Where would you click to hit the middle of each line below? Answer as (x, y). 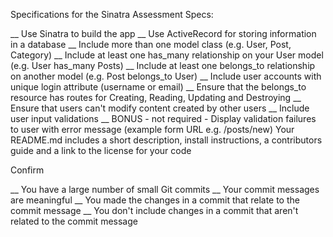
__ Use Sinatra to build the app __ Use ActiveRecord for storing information (163, 33)
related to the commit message (74, 221)
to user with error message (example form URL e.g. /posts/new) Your (152, 129)
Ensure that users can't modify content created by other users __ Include (160, 108)
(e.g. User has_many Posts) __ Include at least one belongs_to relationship (163, 65)
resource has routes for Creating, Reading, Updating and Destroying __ (156, 97)
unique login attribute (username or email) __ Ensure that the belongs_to (158, 87)
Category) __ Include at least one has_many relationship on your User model (167, 55)
